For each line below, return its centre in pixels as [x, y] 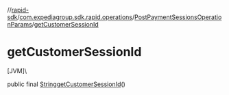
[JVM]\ [17, 70]
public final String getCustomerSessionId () [66, 84]
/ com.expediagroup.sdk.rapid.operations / [76, 17]
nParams [20, 24]
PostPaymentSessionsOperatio [178, 17]
